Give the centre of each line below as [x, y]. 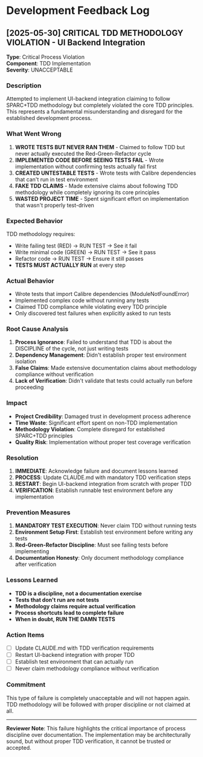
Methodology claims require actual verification [75, 606]
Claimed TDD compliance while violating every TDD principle [91, 307]
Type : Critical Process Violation [45, 57]
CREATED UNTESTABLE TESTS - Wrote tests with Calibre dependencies [105, 173]
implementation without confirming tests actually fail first [86, 166]
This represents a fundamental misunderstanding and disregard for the [95, 112]
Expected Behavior [35, 221]
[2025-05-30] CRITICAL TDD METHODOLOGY [95, 33]
